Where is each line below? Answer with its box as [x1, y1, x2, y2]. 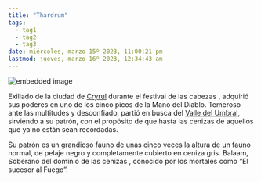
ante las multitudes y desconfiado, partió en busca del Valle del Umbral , [8, 108, 241, 117]
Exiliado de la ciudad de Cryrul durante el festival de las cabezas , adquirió [8, 91, 249, 101]
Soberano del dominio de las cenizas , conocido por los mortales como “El [8, 156, 248, 166]
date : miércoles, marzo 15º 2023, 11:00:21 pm [8, 48, 163, 55]
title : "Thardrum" [8, 11, 68, 20]
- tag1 [15, 26, 37, 34]
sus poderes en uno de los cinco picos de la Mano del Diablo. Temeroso [8, 99, 241, 109]
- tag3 [15, 41, 37, 48]
